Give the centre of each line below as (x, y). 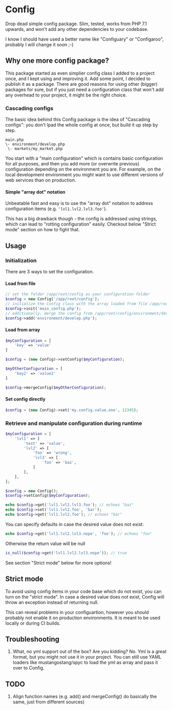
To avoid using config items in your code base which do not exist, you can (83, 591)
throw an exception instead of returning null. (52, 602)
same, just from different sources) (49, 702)
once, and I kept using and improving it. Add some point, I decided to (78, 79)
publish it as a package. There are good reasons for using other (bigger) (81, 84)
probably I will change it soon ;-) (39, 44)
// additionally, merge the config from (49, 313)
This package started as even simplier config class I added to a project (80, 73)
